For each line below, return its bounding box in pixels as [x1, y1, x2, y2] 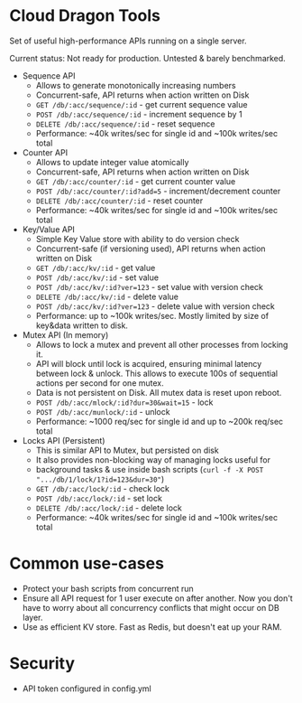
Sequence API [22, 70, 76, 81]
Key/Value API [22, 223, 75, 235]
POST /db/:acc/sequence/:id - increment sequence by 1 [35, 108, 243, 119]
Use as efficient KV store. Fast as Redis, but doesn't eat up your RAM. [22, 621, 282, 633]
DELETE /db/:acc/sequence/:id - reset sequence [35, 118, 215, 129]
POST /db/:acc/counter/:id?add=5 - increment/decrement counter [35, 185, 281, 196]
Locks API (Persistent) [22, 435, 105, 445]
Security [9, 653, 75, 674]
